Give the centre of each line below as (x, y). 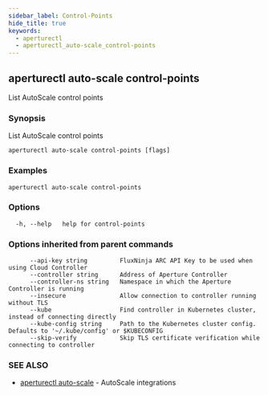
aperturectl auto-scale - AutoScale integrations (98, 383)
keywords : (25, 31)
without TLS (28, 303)
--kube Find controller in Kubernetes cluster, (143, 310)
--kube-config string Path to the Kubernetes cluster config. (143, 324)
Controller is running (46, 289)
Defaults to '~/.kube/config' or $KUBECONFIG (85, 331)
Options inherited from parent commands (91, 244)
